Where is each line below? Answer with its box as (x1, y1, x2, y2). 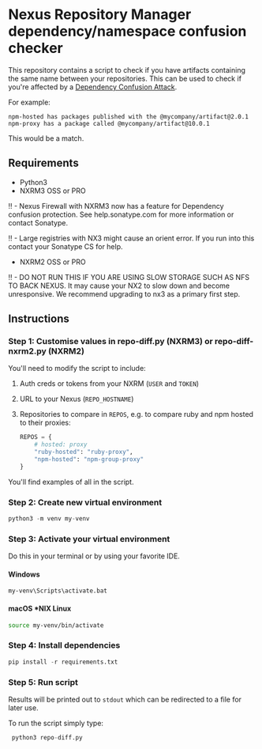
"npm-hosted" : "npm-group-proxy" (34, 456, 144, 463)
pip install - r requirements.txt (8, 658, 118, 666)
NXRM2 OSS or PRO (19, 257, 86, 267)
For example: (8, 97, 51, 107)
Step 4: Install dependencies (8, 640, 121, 651)
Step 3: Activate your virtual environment (8, 533, 170, 544)
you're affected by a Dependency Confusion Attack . (8, 81, 178, 92)
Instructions (8, 312, 69, 326)
